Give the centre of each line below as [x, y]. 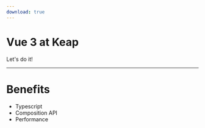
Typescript [29, 106]
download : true [26, 12]
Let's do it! [20, 59]
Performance [32, 119]
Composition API [36, 113]
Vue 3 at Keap [43, 42]
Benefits [28, 89]
